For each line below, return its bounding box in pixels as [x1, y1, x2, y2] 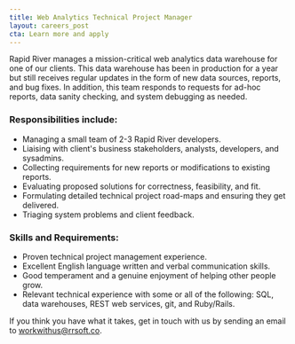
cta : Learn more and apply [9, 29, 109, 38]
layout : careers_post [9, 21, 90, 30]
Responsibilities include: [9, 113, 118, 126]
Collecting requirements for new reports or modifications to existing [21, 161, 271, 173]
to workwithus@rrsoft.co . [9, 324, 102, 335]
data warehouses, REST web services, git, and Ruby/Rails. [21, 298, 235, 309]
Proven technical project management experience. [21, 251, 207, 262]
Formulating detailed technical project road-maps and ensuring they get [21, 190, 286, 200]
